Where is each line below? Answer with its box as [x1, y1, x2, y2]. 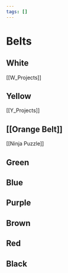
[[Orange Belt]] [6, 124, 63, 134]
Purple [6, 198, 31, 208]
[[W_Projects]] [6, 74, 41, 81]
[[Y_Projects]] [6, 107, 40, 114]
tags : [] [6, 8, 28, 15]
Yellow [6, 91, 31, 101]
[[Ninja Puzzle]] [6, 140, 44, 147]
